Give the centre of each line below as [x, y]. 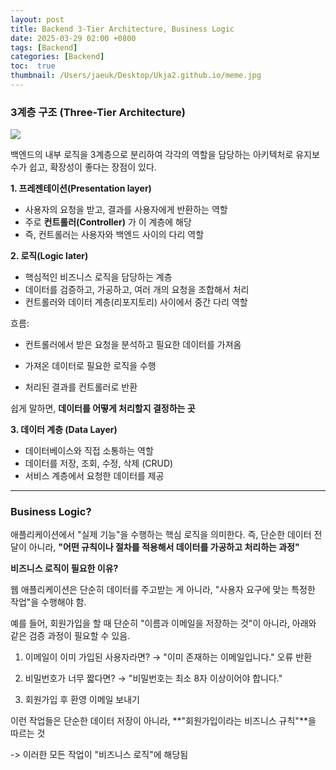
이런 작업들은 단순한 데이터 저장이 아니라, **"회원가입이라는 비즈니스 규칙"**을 [163, 721]
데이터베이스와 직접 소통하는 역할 [89, 451]
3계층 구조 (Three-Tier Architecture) [98, 112]
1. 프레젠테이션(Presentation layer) [81, 188]
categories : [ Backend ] [57, 57]
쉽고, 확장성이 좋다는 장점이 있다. [92, 167]
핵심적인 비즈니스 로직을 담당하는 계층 [98, 277]
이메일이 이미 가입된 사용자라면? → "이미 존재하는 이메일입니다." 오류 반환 [168, 657]
